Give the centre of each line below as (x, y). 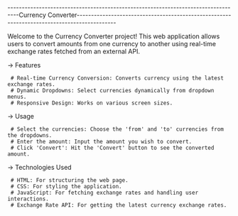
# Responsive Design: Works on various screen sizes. (92, 103)
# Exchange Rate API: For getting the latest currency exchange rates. (119, 205)
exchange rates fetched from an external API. (74, 51)
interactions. (28, 199)
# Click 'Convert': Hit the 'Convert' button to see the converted (112, 148)
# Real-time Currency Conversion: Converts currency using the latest (117, 78)
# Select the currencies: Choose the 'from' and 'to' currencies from (117, 129)
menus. (17, 97)
